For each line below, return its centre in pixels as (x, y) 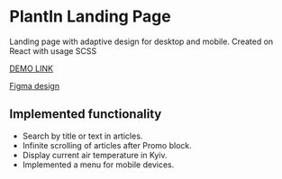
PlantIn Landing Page (90, 17)
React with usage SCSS (53, 50)
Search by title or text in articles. (82, 136)
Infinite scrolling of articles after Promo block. (107, 145)
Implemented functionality (86, 114)
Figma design (35, 85)
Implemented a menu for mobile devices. (98, 165)
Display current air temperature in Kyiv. (95, 155)
